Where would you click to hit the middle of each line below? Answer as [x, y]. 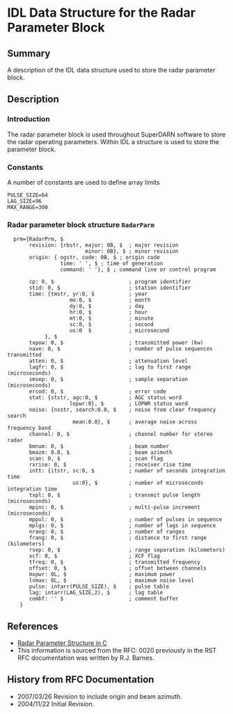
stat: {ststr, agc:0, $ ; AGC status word [105, 398]
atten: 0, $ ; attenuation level [109, 361]
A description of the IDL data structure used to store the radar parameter [111, 70]
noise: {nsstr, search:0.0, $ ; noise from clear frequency [122, 410]
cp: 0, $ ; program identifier [110, 282]
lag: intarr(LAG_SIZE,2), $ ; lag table [96, 593]
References [33, 626]
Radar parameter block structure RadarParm [81, 224]
